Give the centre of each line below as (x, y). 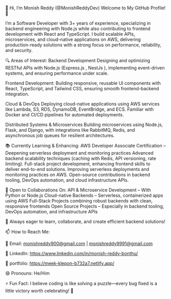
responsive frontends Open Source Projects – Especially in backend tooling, (85, 206)
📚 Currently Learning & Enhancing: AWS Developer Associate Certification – (85, 146)
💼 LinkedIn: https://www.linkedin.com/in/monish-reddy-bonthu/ (72, 253)
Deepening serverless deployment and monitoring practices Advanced (79, 153)
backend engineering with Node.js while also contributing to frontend (78, 29)
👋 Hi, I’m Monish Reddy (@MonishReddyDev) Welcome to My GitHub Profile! (85, 8)
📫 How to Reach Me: (27, 232)
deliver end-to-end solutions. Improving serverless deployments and (77, 169)
